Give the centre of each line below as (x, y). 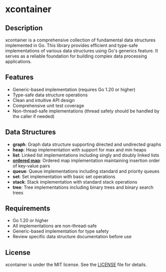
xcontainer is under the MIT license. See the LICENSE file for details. (76, 265)
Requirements (28, 209)
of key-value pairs (31, 166)
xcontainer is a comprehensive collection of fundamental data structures (80, 40)
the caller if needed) (33, 116)
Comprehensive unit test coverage (48, 105)
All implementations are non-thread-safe (55, 226)
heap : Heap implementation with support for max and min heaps (79, 149)
